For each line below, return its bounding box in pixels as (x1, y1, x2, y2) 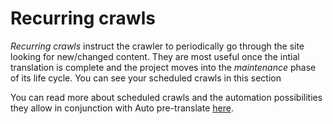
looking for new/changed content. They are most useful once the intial (10, 50, 300, 62)
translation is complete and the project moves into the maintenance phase (10, 61, 317, 73)
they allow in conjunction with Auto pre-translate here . (10, 102, 234, 114)
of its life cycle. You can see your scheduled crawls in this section (10, 72, 282, 84)
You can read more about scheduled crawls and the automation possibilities (10, 91, 323, 103)
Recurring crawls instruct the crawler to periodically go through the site (10, 40, 305, 52)
